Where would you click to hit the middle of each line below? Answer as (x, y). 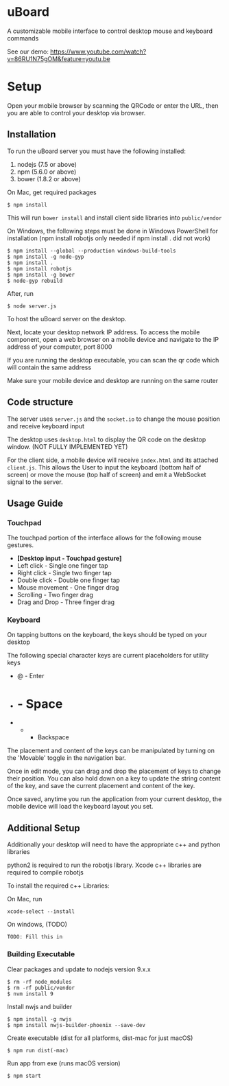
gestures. (21, 545)
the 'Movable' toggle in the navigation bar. (67, 758)
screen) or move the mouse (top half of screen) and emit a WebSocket (107, 474)
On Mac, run (25, 899)
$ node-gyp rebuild (35, 281)
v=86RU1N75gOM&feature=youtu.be (59, 58)
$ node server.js (32, 306)
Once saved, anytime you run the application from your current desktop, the (114, 799)
